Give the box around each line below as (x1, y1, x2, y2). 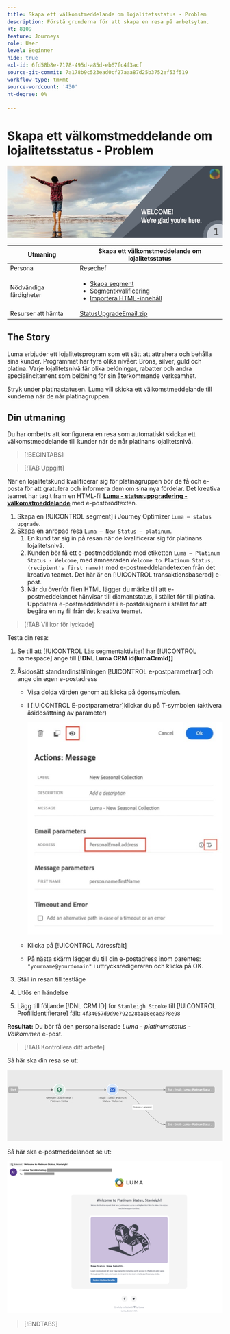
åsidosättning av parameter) (27, 708, 107, 717)
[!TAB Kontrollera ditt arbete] (23, 1043, 105, 1051)
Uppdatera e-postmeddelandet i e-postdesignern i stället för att (27, 600, 207, 608)
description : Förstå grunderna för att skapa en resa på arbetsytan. (7, 18, 210, 25)
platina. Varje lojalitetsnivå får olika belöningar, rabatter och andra (7, 364, 192, 372)
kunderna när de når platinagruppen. (7, 392, 111, 401)
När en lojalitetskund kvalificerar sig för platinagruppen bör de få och (7, 477, 202, 486)
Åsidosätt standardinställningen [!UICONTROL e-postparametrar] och (16, 667, 214, 676)
